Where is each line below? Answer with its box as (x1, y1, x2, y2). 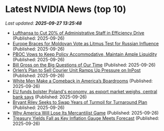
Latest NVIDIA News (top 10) (5, 4, 127, 15)
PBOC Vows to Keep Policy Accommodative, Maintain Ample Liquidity (12, 51, 157, 57)
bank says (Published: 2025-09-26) (12, 94, 87, 100)
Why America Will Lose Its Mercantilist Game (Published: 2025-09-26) (12, 109, 159, 116)
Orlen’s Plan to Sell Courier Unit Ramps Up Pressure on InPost (12, 67, 141, 73)
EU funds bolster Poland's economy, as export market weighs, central (12, 88, 157, 94)
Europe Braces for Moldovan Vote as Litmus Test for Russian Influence (12, 40, 159, 46)
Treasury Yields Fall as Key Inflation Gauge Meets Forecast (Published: (12, 115, 159, 121)
